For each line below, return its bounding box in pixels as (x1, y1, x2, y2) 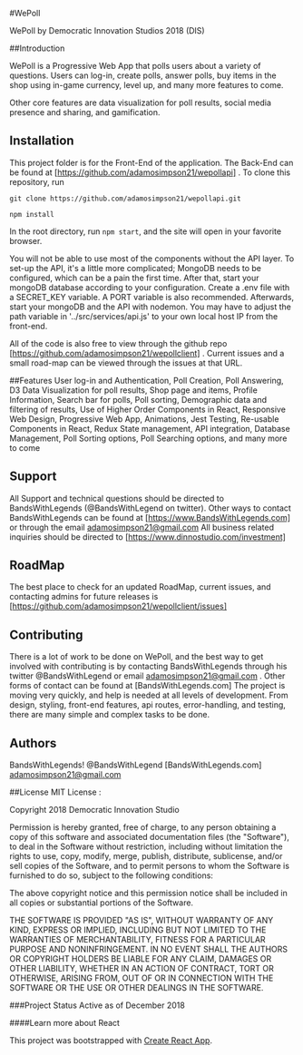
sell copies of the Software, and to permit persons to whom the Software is (9, 861, 290, 872)
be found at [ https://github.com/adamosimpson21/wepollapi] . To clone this (9, 167, 291, 178)
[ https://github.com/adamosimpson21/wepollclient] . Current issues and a (9, 347, 285, 358)
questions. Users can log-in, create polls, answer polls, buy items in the (9, 70, 277, 81)
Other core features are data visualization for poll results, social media (9, 97, 272, 108)
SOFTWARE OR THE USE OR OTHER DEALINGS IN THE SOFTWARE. (9, 982, 264, 993)
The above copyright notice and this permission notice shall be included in (9, 888, 288, 899)
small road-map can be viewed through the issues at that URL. (9, 357, 243, 368)
